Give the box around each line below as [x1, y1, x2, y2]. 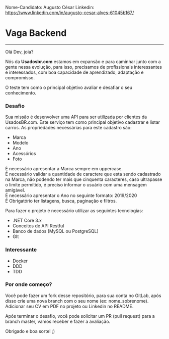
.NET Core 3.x [12, 217, 42, 224]
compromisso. [5, 74, 35, 80]
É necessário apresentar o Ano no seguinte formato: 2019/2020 [5, 192, 137, 199]
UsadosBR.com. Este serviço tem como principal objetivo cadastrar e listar [5, 119, 160, 125]
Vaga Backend [5, 27, 67, 39]
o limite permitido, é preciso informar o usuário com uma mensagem [5, 182, 147, 188]
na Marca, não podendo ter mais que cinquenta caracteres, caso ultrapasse [5, 176, 162, 182]
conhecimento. [5, 89, 37, 95]
